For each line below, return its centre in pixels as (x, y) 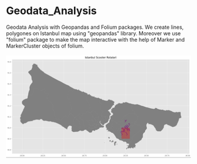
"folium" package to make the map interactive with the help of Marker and (96, 39)
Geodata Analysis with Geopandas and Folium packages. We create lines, (95, 27)
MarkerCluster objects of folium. (45, 46)
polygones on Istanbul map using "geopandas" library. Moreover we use (94, 33)
